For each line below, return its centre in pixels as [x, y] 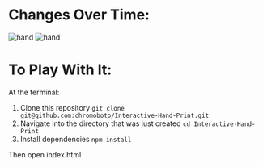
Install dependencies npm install [76, 139]
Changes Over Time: [79, 15]
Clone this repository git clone [72, 107]
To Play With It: [60, 70]
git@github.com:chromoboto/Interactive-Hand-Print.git [115, 115]
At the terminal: [34, 92]
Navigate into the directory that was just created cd [105, 123]
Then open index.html [45, 154]
